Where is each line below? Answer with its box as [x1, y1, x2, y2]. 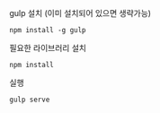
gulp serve [9, 95, 50, 104]
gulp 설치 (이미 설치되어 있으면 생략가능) [9, 8, 151, 18]
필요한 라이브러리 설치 [9, 43, 87, 53]
